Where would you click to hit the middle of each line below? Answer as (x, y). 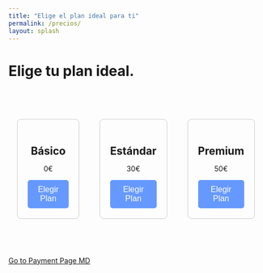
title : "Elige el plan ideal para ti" (74, 16)
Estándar (134, 151)
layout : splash (34, 31)
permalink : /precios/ (45, 23)
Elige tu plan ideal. (72, 71)
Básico (49, 151)
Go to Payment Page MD (49, 260)
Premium (221, 151)
